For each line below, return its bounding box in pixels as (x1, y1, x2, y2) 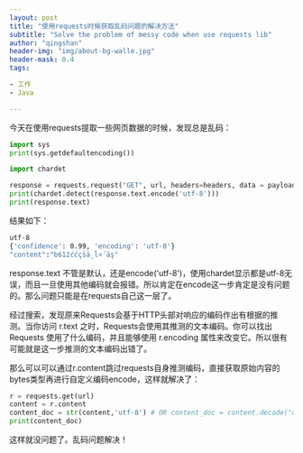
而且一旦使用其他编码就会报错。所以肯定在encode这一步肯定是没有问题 (24, 279, 290, 290)
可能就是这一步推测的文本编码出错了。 (9, 343, 151, 354)
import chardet (9, 164, 67, 174)
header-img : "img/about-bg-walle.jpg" (9, 47, 155, 56)
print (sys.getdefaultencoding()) (9, 148, 135, 158)
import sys (9, 140, 50, 149)
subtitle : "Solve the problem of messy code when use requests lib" (9, 30, 272, 39)
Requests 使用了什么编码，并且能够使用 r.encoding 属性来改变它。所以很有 (9, 331, 289, 343)
